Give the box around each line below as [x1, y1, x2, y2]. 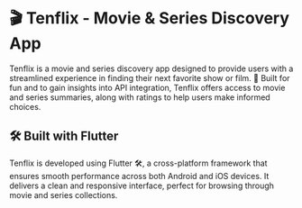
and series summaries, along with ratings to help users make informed [9, 92, 270, 103]
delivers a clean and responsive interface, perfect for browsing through [9, 180, 275, 191]
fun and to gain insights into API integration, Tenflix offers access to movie [9, 82, 286, 93]
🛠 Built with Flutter [9, 129, 119, 144]
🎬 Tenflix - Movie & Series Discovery [9, 8, 290, 29]
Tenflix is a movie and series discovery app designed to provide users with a [9, 63, 294, 74]
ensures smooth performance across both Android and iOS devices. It [9, 170, 270, 181]
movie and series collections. [9, 189, 118, 200]
